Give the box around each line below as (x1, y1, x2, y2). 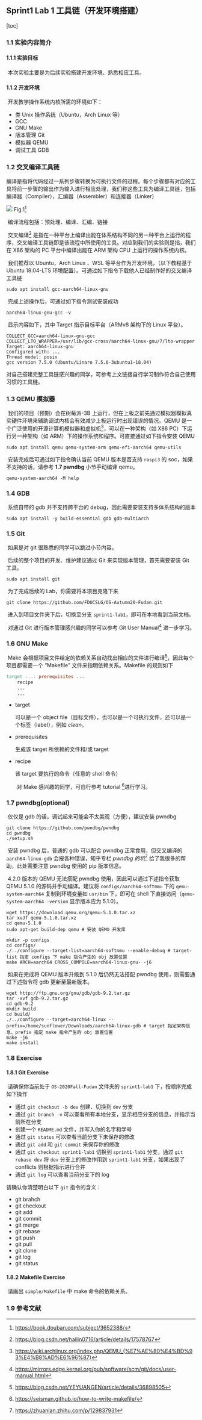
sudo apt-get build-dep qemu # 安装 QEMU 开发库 (6, 927, 126, 933)
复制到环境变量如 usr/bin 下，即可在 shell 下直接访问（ (45, 890, 182, 897)
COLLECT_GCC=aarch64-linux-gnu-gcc (6, 333, 96, 339)
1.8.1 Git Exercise (6, 1068, 49, 1076)
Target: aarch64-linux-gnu (6, 343, 74, 349)
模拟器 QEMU (14, 139, 49, 146)
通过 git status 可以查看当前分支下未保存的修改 (14, 1133, 135, 1141)
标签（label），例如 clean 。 (20, 721, 87, 729)
